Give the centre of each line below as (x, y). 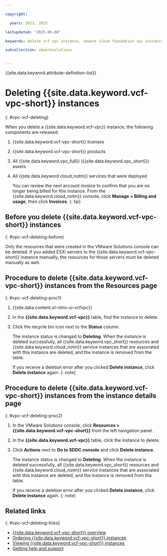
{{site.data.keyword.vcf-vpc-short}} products (59, 152)
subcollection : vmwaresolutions (39, 50)
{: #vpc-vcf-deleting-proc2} (34, 415)
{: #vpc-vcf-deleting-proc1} (34, 298)
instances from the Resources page (101, 286)
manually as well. (23, 262)
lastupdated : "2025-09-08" (33, 32)
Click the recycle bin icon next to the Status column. (66, 327)
